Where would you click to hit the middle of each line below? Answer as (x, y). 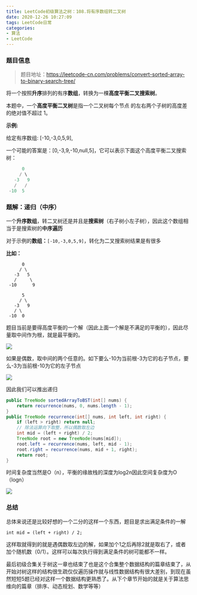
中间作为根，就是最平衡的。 (50, 335)
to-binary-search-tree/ (48, 81)
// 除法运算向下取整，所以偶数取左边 (56, 428)
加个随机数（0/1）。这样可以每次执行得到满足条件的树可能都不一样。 (88, 551)
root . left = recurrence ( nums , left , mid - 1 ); (74, 444)
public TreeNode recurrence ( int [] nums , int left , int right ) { (86, 417)
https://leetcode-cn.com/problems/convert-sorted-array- (116, 75)
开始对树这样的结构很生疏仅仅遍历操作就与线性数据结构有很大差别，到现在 (96, 571)
